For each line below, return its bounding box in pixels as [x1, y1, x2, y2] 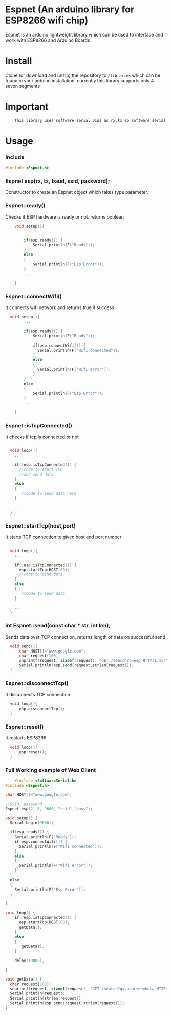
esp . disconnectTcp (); [18, 706, 66, 712]
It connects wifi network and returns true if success [5, 304, 114, 311]
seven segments [5, 83, 40, 89]
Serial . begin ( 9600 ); [10, 820, 54, 826]
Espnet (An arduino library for [5, 4, 135, 15]
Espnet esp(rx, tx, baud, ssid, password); [5, 177, 110, 185]
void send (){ [10, 644, 38, 649]
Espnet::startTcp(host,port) [5, 522, 76, 529]
